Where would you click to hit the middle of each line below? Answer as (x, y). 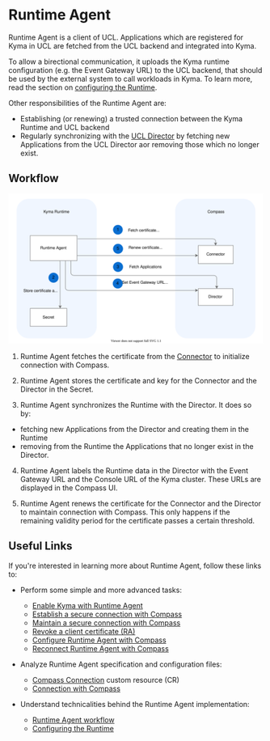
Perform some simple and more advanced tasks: (101, 590)
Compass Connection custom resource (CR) (106, 680)
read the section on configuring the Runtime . (83, 87)
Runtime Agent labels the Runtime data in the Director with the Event (134, 471)
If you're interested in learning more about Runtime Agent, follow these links (135, 565)
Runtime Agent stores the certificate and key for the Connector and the (138, 381)
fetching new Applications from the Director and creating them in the (134, 430)
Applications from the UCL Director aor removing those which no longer (140, 144)
